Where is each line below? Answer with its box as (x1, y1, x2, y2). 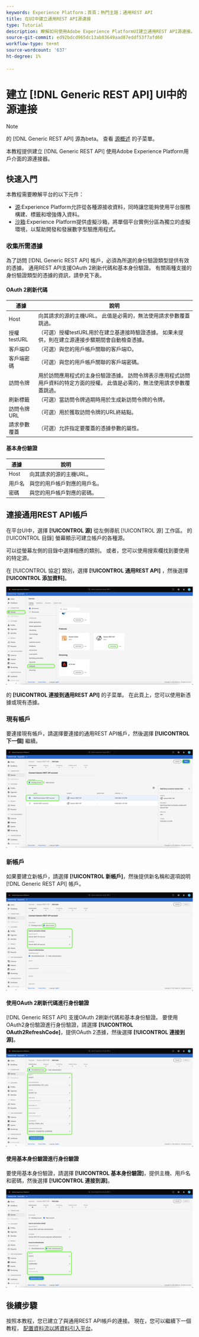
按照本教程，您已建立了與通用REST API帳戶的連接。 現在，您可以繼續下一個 (6, 1317, 191, 1325)
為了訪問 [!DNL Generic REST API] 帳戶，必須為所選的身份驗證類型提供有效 (6, 256, 190, 264)
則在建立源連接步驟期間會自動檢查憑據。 (48, 336, 147, 343)
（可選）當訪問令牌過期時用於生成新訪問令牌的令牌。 (38, 395, 168, 403)
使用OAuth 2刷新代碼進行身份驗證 (6, 999, 89, 1006)
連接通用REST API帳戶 (6, 510, 88, 520)
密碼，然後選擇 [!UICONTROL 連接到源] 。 (11, 1177, 113, 1184)
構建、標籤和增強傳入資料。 (14, 211, 83, 218)
